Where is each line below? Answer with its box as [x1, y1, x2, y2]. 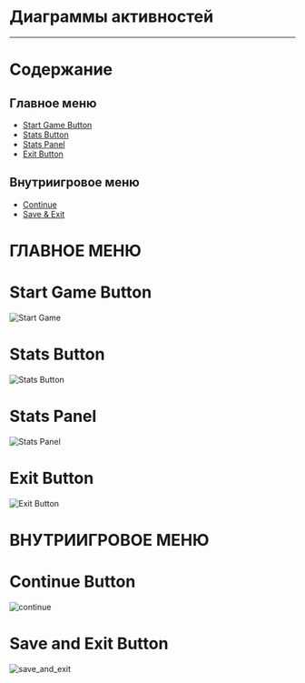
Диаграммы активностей [9, 6, 214, 27]
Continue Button [9, 571, 136, 592]
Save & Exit [22, 208, 65, 219]
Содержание [9, 59, 113, 80]
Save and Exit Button [9, 634, 169, 654]
